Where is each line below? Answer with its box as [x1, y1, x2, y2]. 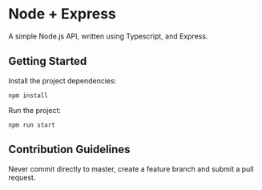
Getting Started [8, 55, 87, 68]
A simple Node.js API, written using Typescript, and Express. [8, 31, 208, 41]
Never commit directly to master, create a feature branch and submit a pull [8, 164, 254, 173]
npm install [8, 91, 48, 99]
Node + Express [8, 5, 116, 23]
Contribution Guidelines [8, 143, 131, 156]
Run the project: [8, 105, 62, 115]
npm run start [8, 121, 56, 129]
